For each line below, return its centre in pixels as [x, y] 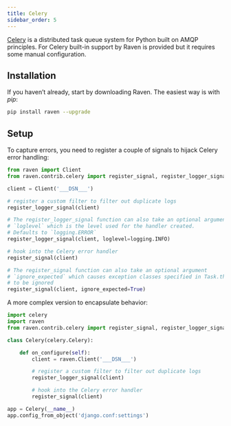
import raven [26, 322]
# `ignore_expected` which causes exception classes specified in [104, 277]
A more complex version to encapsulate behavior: [77, 302]
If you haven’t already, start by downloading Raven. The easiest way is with [113, 92]
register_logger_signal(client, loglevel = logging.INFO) [89, 239]
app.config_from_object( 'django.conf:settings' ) [78, 415]
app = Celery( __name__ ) [41, 409]
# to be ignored [30, 283]
